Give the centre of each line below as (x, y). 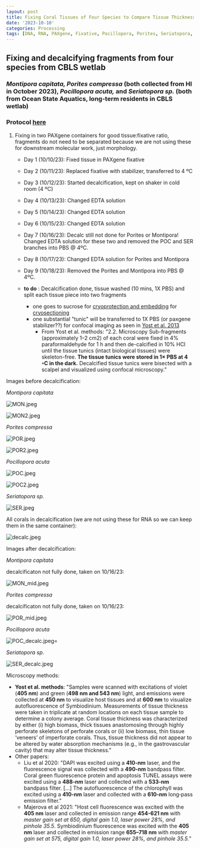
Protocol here (26, 123)
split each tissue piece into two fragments (75, 294)
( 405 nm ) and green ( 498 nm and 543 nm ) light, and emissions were (100, 693)
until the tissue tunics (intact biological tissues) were (106, 350)
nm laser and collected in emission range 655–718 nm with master (105, 832)
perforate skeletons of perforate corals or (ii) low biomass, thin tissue (99, 731)
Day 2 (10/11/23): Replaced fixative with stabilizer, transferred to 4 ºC (108, 171)
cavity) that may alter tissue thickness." (63, 750)
